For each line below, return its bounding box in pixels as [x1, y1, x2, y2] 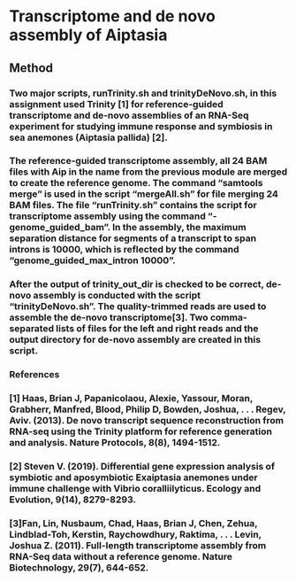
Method [9, 60, 54, 75]
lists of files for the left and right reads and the [56, 322, 259, 335]
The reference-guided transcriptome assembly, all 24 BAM [9, 155, 268, 167]
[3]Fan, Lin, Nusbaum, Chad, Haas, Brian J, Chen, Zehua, [9, 517, 258, 530]
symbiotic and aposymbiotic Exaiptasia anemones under [9, 471, 258, 484]
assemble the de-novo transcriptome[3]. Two [9, 312, 209, 324]
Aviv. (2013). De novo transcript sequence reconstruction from [9, 415, 285, 427]
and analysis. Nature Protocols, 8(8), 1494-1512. [9, 437, 221, 449]
